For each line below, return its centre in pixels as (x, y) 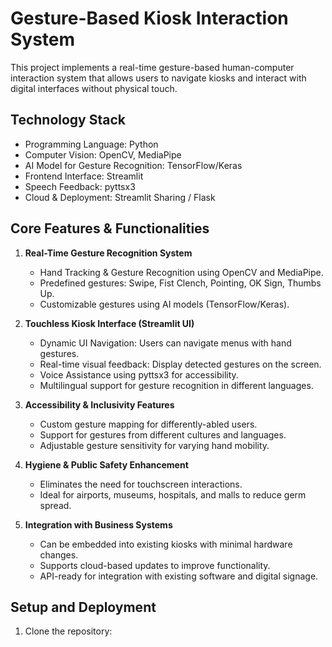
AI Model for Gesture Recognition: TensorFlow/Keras (133, 165)
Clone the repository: (68, 631)
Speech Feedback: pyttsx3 (80, 186)
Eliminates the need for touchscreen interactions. (141, 484)
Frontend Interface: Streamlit (84, 176)
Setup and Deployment (83, 607)
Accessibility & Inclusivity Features (99, 404)
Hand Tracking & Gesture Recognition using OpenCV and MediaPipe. (181, 272)
